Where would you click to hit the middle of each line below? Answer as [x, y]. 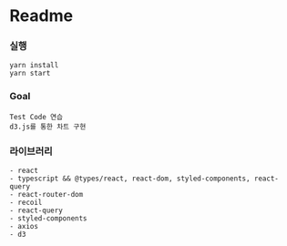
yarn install [34, 66]
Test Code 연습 [36, 117]
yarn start [30, 74]
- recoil [26, 203]
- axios [24, 227]
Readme [41, 16]
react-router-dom [51, 195]
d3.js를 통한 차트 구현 [48, 127]
